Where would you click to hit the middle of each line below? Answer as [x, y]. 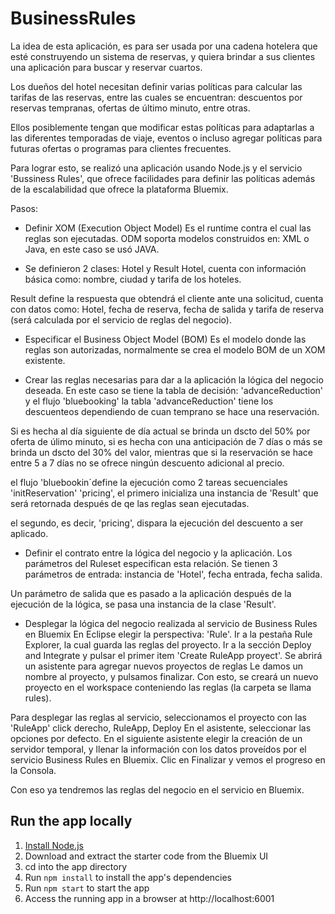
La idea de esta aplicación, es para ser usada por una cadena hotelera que [164, 46]
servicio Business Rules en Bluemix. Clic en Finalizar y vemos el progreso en [168, 759]
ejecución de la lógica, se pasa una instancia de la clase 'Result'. [143, 604]
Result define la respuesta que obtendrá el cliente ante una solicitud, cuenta [167, 298]
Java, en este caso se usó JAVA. [92, 249]
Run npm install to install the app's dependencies [128, 877]
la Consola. [33, 770]
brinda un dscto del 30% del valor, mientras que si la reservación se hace [162, 452]
